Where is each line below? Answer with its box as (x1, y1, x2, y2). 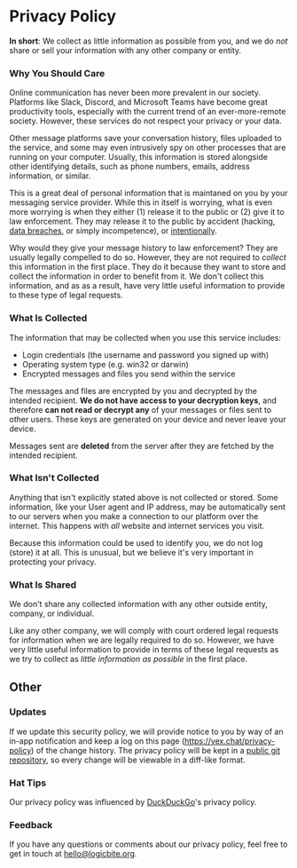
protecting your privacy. (9, 556, 97, 567)
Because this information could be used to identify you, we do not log (9, 537, 263, 548)
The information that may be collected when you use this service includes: (9, 332, 282, 343)
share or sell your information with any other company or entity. (9, 44, 242, 55)
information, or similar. (9, 170, 91, 181)
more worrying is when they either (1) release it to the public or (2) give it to (9, 207, 285, 217)
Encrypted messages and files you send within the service (21, 368, 237, 379)
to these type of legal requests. (9, 290, 123, 301)
